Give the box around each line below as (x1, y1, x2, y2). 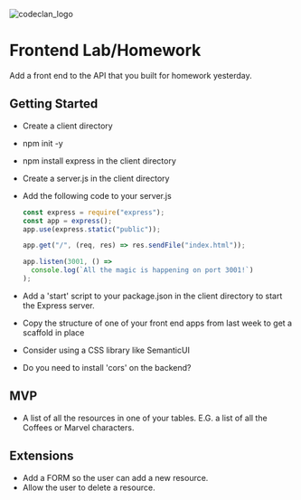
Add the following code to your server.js (22, 190, 172, 201)
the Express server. (22, 299, 95, 311)
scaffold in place (22, 326, 85, 338)
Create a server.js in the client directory (22, 173, 170, 184)
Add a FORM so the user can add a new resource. (22, 472, 209, 483)
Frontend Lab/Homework (9, 41, 202, 61)
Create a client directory (22, 120, 113, 131)
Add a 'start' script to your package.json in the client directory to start (22, 290, 283, 301)
